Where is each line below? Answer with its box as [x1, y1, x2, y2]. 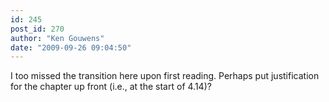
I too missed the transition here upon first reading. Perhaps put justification [10, 70, 320, 82]
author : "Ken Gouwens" [10, 33, 105, 43]
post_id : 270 [10, 24, 65, 34]
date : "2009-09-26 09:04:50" [10, 42, 132, 53]
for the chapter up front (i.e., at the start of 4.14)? [10, 81, 212, 93]
